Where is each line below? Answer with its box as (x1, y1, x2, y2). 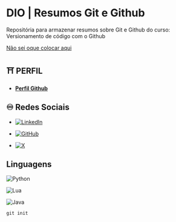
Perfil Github (15, 85, 48, 92)
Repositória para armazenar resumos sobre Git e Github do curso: (6, 26, 171, 33)
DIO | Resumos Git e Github (6, 6, 145, 20)
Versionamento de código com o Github (6, 32, 106, 39)
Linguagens (6, 159, 52, 169)
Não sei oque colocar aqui (6, 44, 72, 51)
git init (6, 211, 28, 217)
